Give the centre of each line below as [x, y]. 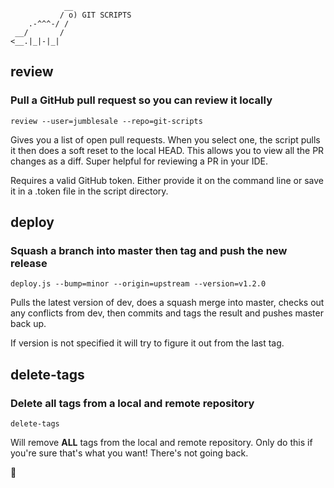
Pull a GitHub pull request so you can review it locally [141, 100]
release [29, 263]
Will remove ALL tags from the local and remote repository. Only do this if [161, 443]
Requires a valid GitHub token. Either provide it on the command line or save [167, 180]
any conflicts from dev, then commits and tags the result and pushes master [167, 313]
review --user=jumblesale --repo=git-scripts [106, 121]
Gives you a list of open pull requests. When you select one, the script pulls [165, 139]
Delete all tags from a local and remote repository [132, 403]
